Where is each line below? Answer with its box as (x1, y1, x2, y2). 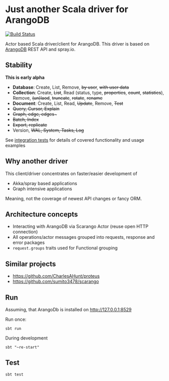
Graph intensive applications (12, 186, 72, 192)
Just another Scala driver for (5, 4, 129, 15)
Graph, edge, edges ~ (12, 111, 57, 117)
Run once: (5, 316, 27, 322)
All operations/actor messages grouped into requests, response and (12, 234, 155, 240)
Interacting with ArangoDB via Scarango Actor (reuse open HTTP (12, 224, 149, 230)
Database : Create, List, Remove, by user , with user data (12, 84, 129, 90)
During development (5, 335, 48, 341)
